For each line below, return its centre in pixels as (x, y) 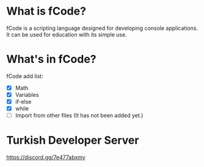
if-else (23, 101)
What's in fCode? (51, 59)
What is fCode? (46, 11)
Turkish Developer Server (73, 140)
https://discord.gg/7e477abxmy (46, 157)
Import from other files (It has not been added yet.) (79, 115)
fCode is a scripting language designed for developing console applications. (102, 28)
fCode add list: (25, 76)
